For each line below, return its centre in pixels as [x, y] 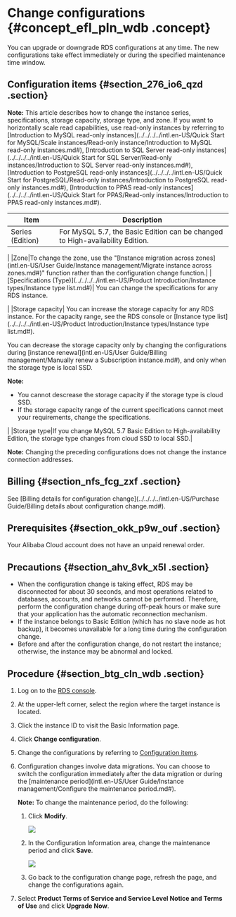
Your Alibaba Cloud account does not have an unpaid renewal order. [106, 545]
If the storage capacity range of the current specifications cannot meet [120, 409]
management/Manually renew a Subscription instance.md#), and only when [117, 360]
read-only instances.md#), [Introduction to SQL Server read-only [101, 150]
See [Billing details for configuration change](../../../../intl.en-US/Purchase [113, 499]
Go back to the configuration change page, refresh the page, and [122, 877]
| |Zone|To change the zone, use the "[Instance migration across [101, 258]
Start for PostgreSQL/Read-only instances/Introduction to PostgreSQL [109, 180]
